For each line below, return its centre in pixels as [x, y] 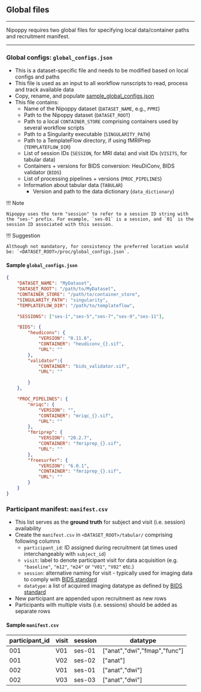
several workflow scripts [54, 128]
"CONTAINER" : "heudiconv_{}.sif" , [81, 344]
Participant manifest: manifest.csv [57, 509]
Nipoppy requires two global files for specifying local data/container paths [98, 30]
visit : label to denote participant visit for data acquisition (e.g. [101, 560]
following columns [37, 541]
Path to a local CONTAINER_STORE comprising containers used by [101, 122]
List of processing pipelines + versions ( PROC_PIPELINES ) [93, 179]
